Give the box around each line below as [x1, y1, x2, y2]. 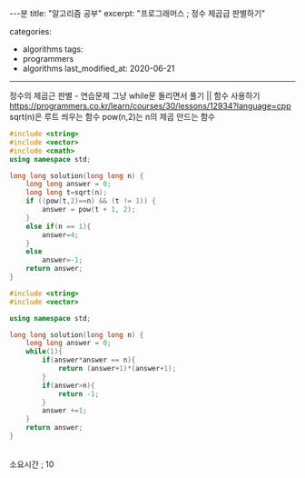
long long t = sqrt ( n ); [25, 188, 107, 197]
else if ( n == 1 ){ [25, 222, 92, 231]
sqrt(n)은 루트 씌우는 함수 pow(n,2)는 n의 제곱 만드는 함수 [9, 112, 216, 122]
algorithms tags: [22, 44, 84, 55]
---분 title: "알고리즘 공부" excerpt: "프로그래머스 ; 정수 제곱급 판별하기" [9, 8, 266, 18]
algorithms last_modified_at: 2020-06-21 [22, 63, 175, 74]
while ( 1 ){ [25, 347, 64, 356]
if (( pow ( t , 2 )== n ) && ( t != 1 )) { [25, 196, 156, 206]
